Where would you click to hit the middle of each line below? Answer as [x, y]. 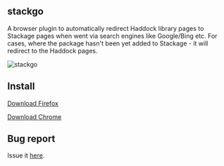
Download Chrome [35, 117]
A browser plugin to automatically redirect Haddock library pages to [106, 28]
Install [21, 87]
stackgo [25, 12]
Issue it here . [26, 155]
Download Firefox [33, 103]
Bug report [31, 139]
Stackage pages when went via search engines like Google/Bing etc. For [112, 36]
